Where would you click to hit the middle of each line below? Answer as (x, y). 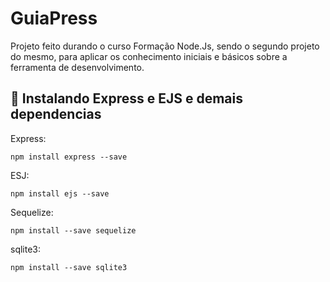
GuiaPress (54, 18)
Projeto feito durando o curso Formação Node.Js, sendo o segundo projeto (165, 46)
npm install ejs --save (60, 193)
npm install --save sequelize (73, 230)
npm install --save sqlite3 (69, 267)
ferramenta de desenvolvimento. (77, 67)
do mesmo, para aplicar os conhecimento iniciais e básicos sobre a (149, 56)
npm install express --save (69, 157)
